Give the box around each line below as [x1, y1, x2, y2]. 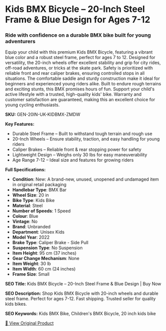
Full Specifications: [5, 167, 46, 173]
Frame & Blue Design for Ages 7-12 [5, 14, 151, 25]
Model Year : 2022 [12, 234, 50, 240]
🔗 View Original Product [5, 320, 54, 326]
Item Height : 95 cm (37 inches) [12, 250, 77, 256]
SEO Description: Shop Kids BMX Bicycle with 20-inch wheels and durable [5, 290, 159, 296]
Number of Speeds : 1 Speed [12, 208, 71, 214]
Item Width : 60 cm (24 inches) [12, 266, 76, 272]
